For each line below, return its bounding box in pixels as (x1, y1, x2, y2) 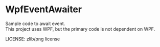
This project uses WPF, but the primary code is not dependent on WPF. (5, 26, 155, 32)
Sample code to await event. (5, 20, 65, 27)
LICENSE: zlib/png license (5, 36, 60, 42)
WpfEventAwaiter (5, 4, 82, 15)
